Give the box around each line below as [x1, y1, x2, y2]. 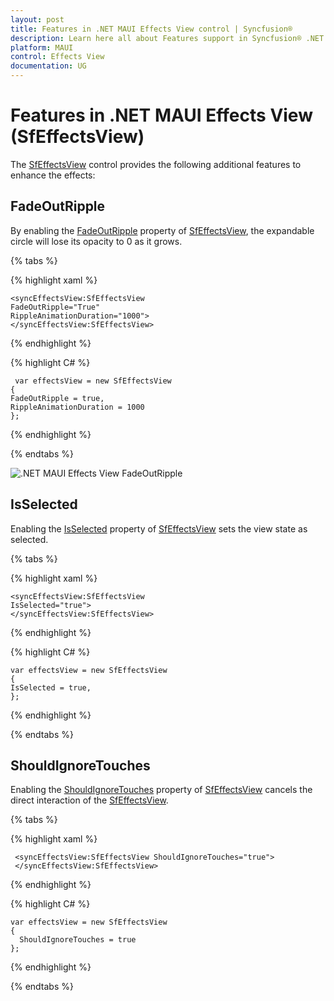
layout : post [10, 14, 65, 25]
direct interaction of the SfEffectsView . [10, 794, 169, 806]
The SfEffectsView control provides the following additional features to [10, 158, 302, 170]
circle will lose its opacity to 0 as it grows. [10, 235, 183, 247]
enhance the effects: [10, 169, 96, 181]
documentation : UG [10, 61, 87, 71]
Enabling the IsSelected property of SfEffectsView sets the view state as [10, 522, 308, 535]
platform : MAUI [10, 42, 74, 53]
